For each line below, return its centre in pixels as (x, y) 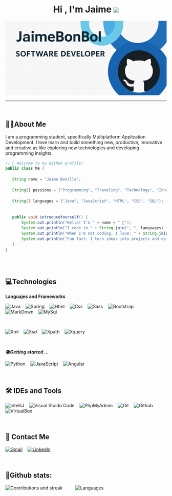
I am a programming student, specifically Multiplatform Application (76, 136)
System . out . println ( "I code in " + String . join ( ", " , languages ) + (95, 228)
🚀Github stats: (29, 475)
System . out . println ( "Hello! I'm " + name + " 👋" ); (76, 223)
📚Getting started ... (27, 352)
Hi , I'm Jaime (82, 9)
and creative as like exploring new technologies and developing (72, 148)
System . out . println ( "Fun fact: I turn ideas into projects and (90, 239)
